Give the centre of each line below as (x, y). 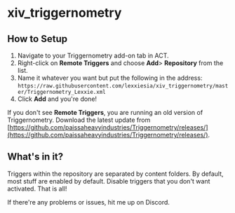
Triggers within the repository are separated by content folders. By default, (115, 174)
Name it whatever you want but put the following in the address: (110, 78)
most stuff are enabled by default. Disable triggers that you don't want (109, 181)
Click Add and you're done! (57, 99)
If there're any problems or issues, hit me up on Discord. (89, 202)
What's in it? (35, 157)
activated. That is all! (37, 188)
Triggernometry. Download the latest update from (79, 120)
